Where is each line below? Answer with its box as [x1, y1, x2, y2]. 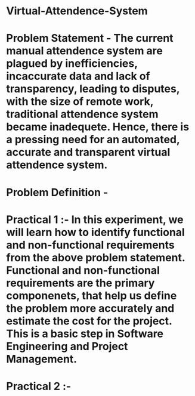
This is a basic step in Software [6, 327, 164, 341]
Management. [6, 352, 78, 366]
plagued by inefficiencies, [6, 57, 138, 70]
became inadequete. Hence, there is [6, 120, 190, 134]
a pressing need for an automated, [6, 133, 180, 147]
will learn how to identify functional [6, 225, 185, 239]
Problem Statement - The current [6, 32, 174, 45]
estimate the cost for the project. [6, 314, 172, 327]
